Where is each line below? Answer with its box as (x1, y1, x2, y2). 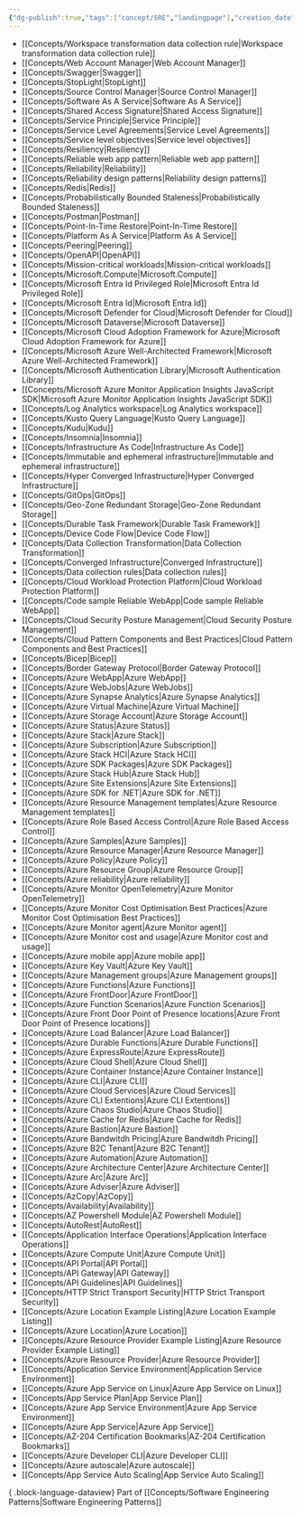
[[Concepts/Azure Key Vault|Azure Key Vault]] (21, 960, 193, 971)
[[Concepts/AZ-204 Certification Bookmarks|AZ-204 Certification (21, 1430, 266, 1442)
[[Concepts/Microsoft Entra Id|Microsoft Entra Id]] (21, 297, 207, 308)
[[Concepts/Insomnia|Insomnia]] (21, 431, 142, 443)
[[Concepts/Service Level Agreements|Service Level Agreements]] (21, 124, 270, 136)
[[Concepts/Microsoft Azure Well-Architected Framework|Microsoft (21, 345, 272, 356)
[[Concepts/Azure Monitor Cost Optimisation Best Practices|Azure (21, 902, 268, 913)
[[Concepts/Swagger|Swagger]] (21, 67, 142, 78)
